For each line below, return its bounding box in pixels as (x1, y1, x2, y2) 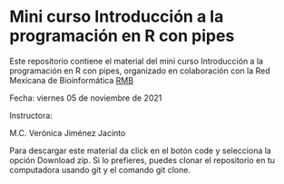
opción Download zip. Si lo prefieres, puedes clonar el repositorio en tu (9, 154, 275, 165)
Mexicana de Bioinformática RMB (9, 74, 134, 85)
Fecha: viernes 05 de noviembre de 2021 (9, 92, 162, 103)
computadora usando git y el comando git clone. (9, 164, 191, 175)
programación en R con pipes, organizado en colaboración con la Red (9, 65, 270, 76)
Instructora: (9, 110, 53, 121)
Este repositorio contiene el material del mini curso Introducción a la (9, 55, 264, 66)
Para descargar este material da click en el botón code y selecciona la (9, 145, 272, 156)
